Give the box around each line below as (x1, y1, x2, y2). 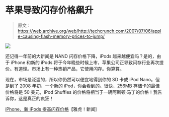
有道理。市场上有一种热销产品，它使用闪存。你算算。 (14, 66, 124, 72)
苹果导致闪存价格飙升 (5, 5, 94, 16)
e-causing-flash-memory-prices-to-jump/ (17, 33, 105, 39)
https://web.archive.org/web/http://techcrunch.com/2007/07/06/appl (17, 28, 161, 34)
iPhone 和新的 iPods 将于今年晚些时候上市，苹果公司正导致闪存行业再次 (11, 59, 159, 66)
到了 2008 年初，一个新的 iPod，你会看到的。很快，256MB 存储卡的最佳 (9, 83, 160, 89)
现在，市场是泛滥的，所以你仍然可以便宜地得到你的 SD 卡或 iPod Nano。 (5, 76, 156, 82)
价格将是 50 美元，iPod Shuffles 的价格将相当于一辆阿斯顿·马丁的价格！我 (5, 89, 158, 95)
